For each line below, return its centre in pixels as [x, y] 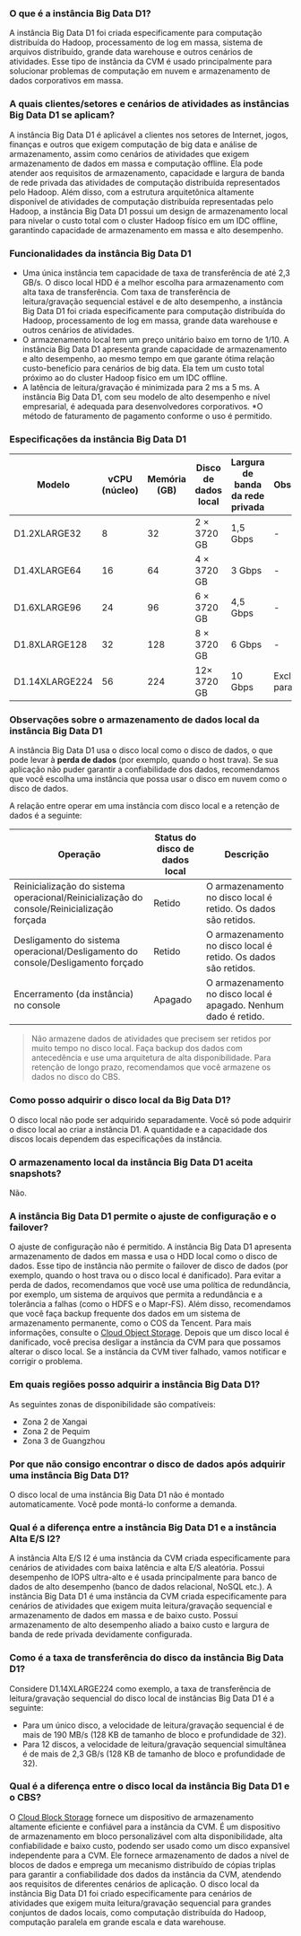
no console [37, 1005]
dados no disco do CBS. [76, 1077]
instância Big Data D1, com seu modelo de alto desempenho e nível [146, 397]
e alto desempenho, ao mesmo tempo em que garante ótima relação [148, 358]
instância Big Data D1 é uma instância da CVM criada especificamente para [148, 1597]
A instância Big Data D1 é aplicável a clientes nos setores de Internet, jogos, [149, 135]
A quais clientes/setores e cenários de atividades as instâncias [149, 104]
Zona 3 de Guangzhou [64, 1441]
